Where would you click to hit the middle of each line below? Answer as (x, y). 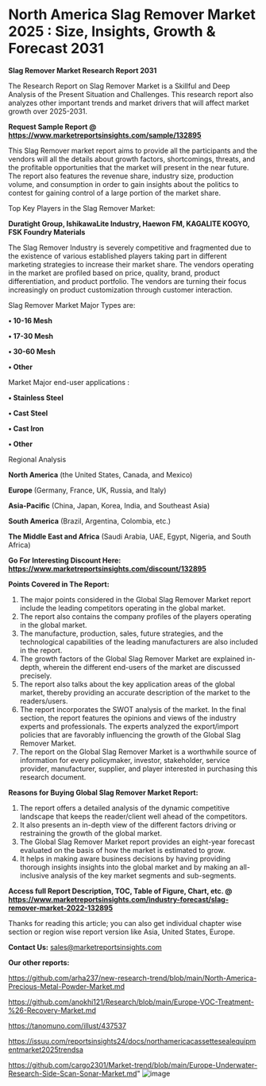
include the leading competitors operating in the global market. (123, 608)
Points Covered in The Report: (59, 584)
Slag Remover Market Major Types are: (72, 305)
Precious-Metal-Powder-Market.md (67, 986)
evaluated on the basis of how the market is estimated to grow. (122, 850)
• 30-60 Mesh (32, 351)
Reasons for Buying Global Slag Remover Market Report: (103, 792)
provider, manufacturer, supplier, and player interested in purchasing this (139, 769)
